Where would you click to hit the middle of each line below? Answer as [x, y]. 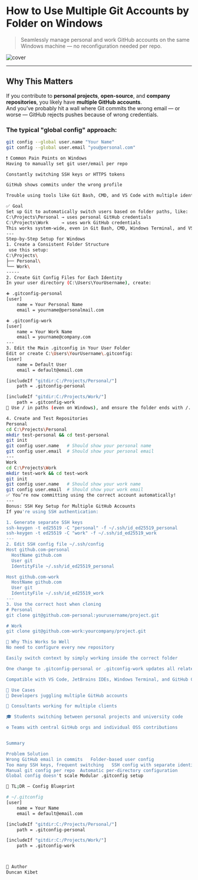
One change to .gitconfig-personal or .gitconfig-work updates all [91, 669]
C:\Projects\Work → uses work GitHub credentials [74, 222]
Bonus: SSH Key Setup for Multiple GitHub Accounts [71, 506]
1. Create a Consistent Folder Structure [58, 245]
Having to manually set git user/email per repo [67, 163]
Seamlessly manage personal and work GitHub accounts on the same [105, 40]
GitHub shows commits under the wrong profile [64, 185]
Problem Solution [27, 754]
